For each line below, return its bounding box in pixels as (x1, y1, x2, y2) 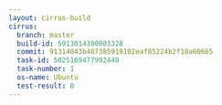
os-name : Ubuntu (16, 73, 79, 82)
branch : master (16, 30, 75, 39)
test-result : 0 (16, 81, 75, 90)
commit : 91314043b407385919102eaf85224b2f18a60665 (16, 47, 214, 57)
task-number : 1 (16, 65, 75, 74)
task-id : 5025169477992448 (16, 56, 120, 65)
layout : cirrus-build (8, 13, 91, 23)
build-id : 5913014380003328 (16, 38, 124, 48)
